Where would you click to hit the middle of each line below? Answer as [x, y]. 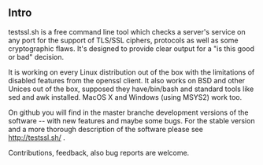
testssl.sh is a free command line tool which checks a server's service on [127, 31]
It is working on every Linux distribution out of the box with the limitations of [131, 72]
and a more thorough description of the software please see [106, 129]
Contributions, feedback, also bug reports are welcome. [99, 152]
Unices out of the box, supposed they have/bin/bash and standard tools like [131, 89]
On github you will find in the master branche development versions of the [129, 112]
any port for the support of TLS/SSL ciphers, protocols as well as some [123, 40]
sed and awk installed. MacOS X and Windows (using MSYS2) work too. [125, 97]
